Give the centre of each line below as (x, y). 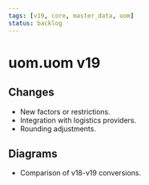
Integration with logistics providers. (78, 120)
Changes (31, 92)
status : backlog (35, 23)
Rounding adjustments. (58, 128)
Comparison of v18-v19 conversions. (81, 173)
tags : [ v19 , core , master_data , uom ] (71, 16)
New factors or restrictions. (65, 111)
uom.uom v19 (54, 63)
